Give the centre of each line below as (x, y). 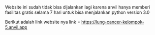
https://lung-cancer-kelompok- (112, 22)
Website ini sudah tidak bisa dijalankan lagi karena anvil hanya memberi (77, 7)
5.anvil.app (16, 27)
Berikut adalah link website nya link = (43, 22)
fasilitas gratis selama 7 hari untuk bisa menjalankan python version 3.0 (77, 12)
